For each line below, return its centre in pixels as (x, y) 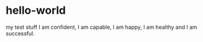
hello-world (36, 10)
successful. (20, 33)
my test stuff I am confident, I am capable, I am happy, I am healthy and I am (101, 27)
